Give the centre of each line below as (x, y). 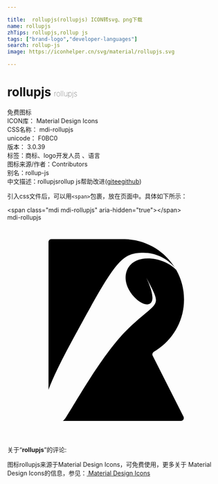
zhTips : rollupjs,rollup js (48, 33)
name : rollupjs (29, 26)
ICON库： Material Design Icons (53, 120)
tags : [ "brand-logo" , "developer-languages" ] (72, 39)
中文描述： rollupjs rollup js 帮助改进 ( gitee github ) (74, 181)
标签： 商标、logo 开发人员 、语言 (54, 155)
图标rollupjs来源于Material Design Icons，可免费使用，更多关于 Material (109, 464)
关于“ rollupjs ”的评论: (37, 449)
